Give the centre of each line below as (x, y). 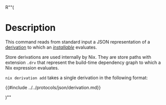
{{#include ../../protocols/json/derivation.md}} (53, 87)
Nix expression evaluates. (32, 67)
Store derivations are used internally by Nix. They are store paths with (78, 57)
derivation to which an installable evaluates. (51, 47)
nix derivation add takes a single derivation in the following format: (77, 78)
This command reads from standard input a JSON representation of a (78, 42)
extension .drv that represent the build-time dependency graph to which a (83, 62)
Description (30, 28)
